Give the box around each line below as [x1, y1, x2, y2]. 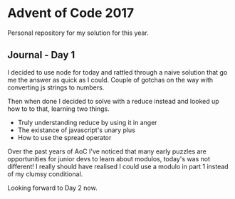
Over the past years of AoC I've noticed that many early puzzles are [7, 147, 207, 156]
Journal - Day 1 [7, 49, 75, 61]
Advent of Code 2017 [7, 5, 135, 21]
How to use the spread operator [17, 133, 112, 141]
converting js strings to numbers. [7, 83, 105, 92]
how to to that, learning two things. [7, 104, 110, 113]
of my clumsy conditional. [7, 169, 83, 178]
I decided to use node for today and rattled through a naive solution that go [7, 68, 228, 76]
